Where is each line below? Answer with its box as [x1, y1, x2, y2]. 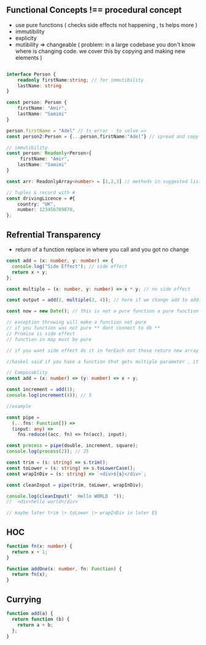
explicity [15, 34, 37, 42]
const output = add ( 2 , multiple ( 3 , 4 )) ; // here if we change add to [6, 297, 188, 303]
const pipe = [6, 414, 40, 421]
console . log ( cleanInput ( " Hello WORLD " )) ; [6, 493, 124, 499]
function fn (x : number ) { [6, 543, 72, 549]
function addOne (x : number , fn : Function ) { [6, 566, 122, 572]
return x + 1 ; [12, 548, 48, 555]
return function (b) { [12, 616, 70, 622]
